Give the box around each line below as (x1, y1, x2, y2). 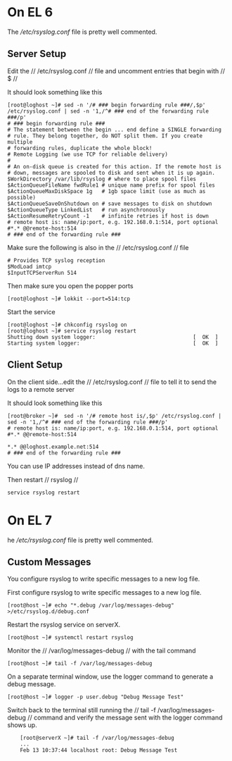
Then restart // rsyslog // (7, 475, 79, 483)
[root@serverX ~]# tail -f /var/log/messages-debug (20, 734, 174, 742)
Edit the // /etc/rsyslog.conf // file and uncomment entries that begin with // (7, 66, 226, 75)
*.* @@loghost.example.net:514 (7, 443, 99, 450)
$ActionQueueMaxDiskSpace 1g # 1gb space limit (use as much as (7, 187, 206, 194)
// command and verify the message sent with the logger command (27, 713, 223, 722)
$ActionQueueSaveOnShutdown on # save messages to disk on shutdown (7, 200, 212, 207)
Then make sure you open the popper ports (7, 281, 134, 290)
